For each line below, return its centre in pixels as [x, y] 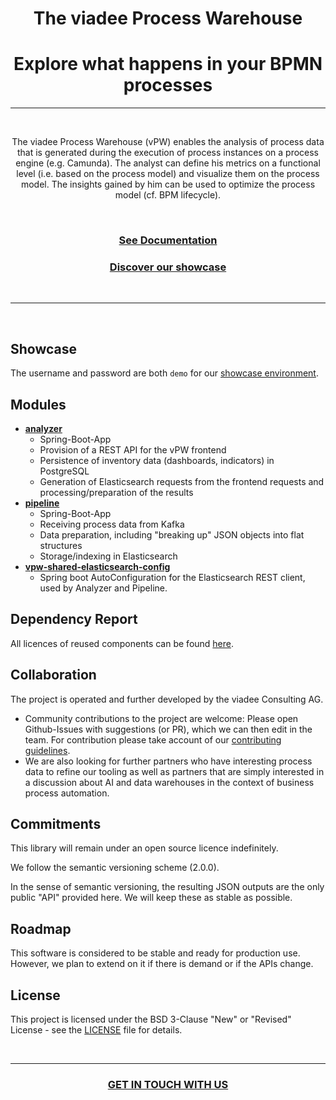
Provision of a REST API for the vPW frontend [133, 449]
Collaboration [53, 675]
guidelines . [47, 750]
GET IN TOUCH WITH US [168, 1084]
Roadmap [41, 928]
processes [168, 85]
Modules [38, 404]
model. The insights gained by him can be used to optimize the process [168, 184]
